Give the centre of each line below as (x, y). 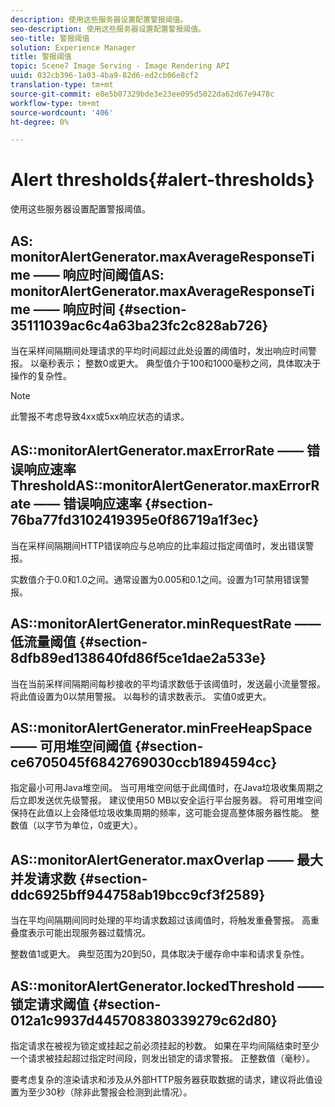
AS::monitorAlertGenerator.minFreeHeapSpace (161, 728)
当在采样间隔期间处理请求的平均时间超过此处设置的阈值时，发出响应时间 (159, 350)
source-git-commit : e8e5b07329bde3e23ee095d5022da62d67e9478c (142, 94)
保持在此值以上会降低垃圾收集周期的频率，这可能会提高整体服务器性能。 (159, 813)
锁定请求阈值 (50, 1004)
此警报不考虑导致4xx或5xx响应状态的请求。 (100, 416)
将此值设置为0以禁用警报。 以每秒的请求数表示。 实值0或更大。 (141, 696)
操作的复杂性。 (41, 375)
